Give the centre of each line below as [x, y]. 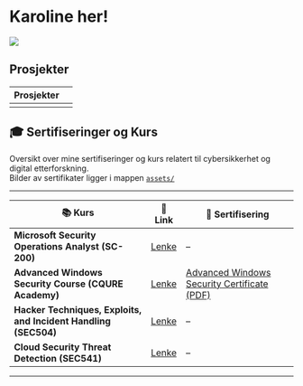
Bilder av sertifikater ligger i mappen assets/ [92, 177]
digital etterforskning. [49, 168]
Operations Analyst [56, 246]
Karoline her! [59, 17]
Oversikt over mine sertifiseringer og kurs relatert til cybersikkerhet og [140, 158]
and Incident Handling [62, 321]
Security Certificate [227, 284]
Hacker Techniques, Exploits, [78, 309]
